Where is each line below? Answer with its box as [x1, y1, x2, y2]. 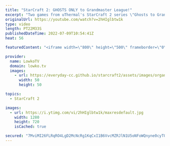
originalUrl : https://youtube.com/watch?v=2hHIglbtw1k [5, 17, 123, 22]
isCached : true [14, 124, 47, 129]
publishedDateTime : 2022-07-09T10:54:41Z [5, 31, 94, 36]
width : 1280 [14, 115, 39, 120]
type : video [5, 21, 30, 27]
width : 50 [18, 78, 39, 83]
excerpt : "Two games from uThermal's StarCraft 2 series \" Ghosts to [5, 12, 155, 17]
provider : [5, 54, 26, 59]
